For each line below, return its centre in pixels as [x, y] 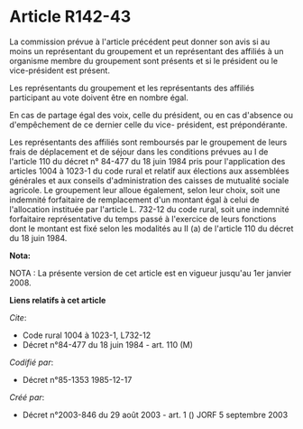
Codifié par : [32, 362]
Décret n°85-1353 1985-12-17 [77, 379]
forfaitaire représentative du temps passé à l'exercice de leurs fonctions [143, 219]
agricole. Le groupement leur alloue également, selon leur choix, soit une [145, 190]
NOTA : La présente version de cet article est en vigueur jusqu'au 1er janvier [151, 273]
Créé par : [27, 397]
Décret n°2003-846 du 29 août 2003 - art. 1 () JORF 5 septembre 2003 [155, 415]
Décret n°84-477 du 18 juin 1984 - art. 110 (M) [108, 344]
